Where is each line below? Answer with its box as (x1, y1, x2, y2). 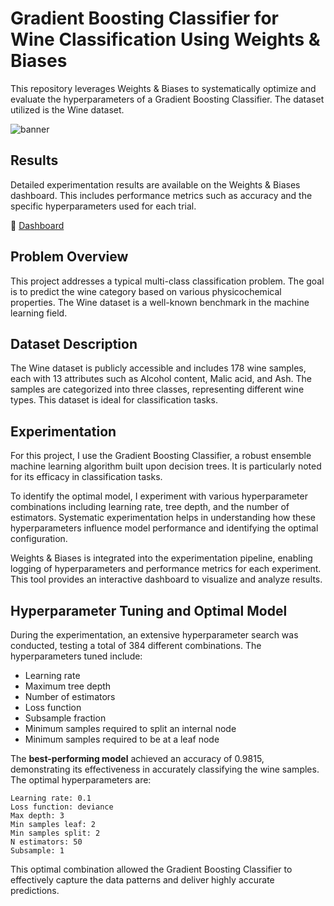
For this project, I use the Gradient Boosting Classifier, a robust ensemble (10, 450, 312, 462)
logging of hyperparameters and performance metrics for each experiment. (10, 563, 322, 575)
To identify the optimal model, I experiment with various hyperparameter (10, 490, 308, 502)
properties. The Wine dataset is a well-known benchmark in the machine (10, 296, 310, 308)
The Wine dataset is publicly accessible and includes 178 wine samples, (10, 362, 307, 374)
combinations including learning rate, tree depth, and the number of (10, 501, 290, 513)
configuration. (10, 533, 68, 545)
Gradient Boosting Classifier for (10, 7, 279, 30)
